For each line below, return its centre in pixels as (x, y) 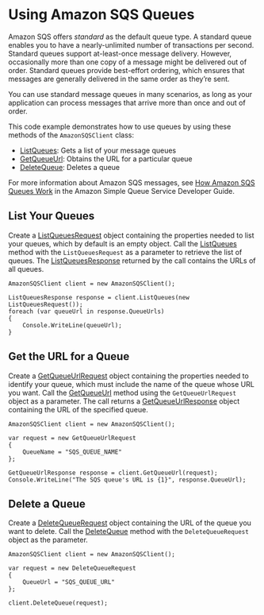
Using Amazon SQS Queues (101, 15)
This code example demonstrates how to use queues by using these (120, 126)
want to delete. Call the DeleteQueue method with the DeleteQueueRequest (129, 532)
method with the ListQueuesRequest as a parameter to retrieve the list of (125, 252)
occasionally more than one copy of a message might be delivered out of (128, 62)
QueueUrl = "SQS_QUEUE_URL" (69, 582)
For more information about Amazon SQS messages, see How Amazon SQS (132, 182)
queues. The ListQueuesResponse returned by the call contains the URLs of (132, 261)
